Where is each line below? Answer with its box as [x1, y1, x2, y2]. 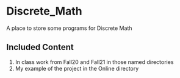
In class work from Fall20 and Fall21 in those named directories [15, 58, 174, 65]
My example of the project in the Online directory [15, 65, 139, 72]
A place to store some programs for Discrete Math [6, 24, 132, 32]
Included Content [6, 42, 74, 52]
